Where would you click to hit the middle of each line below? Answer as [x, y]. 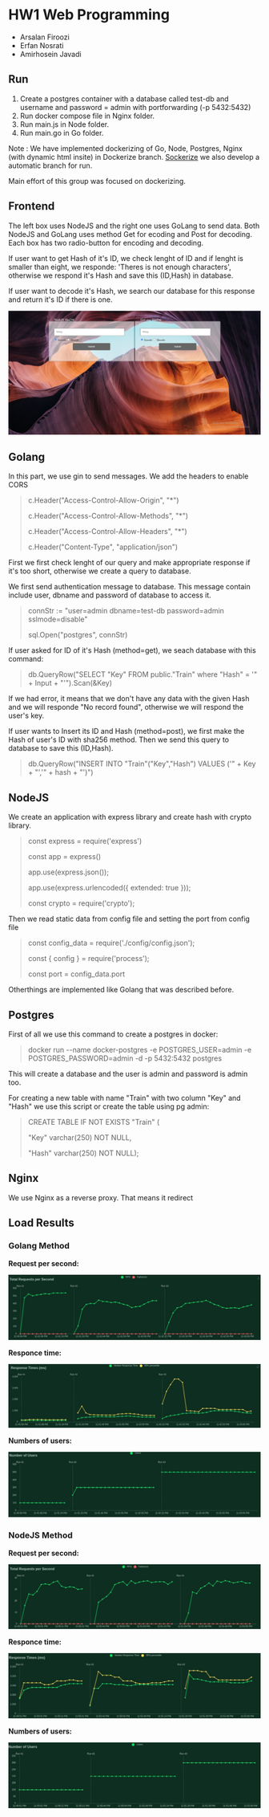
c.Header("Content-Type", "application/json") [103, 547]
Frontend [32, 206]
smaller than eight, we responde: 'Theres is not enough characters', [120, 267]
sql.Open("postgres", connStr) [78, 635]
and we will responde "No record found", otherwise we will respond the [126, 707]
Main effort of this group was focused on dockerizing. [97, 181]
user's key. [26, 715]
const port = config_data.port [76, 974]
